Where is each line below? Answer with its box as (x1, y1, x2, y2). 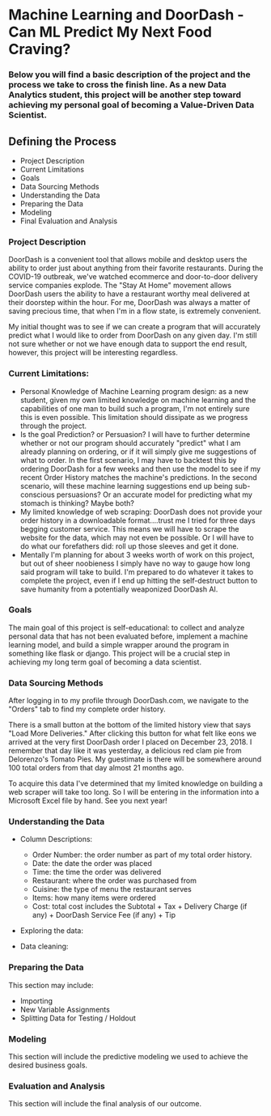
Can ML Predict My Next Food (8, 23, 213, 41)
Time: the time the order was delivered (32, 868, 162, 877)
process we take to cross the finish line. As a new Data (8, 79, 227, 91)
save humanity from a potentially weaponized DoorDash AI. (19, 584, 218, 594)
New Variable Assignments (19, 1004, 111, 1014)
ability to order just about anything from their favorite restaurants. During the (8, 263, 264, 273)
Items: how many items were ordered (32, 893, 156, 903)
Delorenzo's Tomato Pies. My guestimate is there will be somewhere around (8, 754, 261, 764)
